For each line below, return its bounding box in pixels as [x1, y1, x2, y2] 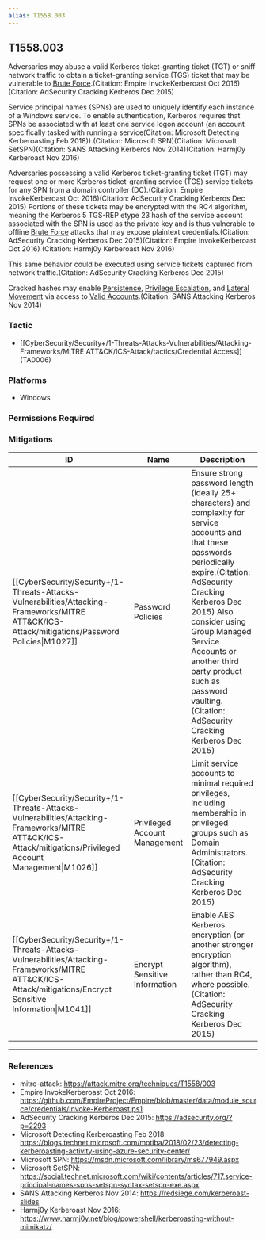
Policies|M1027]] [12, 636, 78, 647]
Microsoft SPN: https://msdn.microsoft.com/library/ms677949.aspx [19, 1154, 240, 1164]
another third [191, 656, 239, 667]
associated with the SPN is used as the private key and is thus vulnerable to [8, 219, 256, 228]
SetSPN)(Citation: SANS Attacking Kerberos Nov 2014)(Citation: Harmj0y [8, 144, 246, 155]
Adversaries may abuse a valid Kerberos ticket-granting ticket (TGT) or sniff [8, 62, 256, 71]
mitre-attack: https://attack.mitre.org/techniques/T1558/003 [19, 1079, 216, 1088]
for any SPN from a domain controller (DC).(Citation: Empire [8, 185, 203, 195]
